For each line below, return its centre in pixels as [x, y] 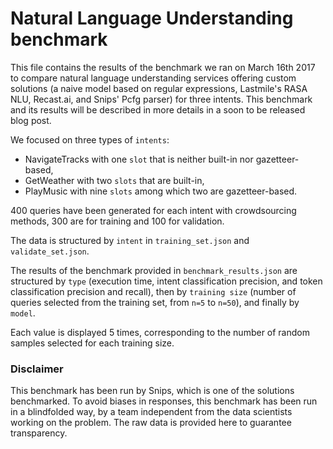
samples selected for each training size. [92, 343]
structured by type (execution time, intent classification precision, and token [166, 281]
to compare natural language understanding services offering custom [153, 78]
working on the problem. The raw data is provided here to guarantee [151, 423]
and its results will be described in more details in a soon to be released [158, 109]
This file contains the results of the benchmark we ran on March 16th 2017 [163, 67]
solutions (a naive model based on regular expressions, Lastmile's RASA [159, 88]
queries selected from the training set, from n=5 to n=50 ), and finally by [155, 302]
